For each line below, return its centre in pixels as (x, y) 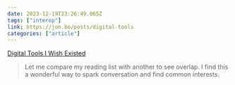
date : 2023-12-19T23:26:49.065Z (55, 14)
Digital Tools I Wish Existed (47, 53)
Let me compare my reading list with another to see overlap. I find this (126, 67)
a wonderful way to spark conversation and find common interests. (122, 74)
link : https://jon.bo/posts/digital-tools (71, 27)
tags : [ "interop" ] (34, 20)
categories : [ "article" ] (44, 33)
